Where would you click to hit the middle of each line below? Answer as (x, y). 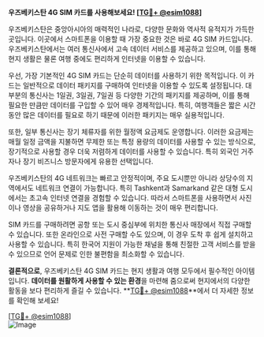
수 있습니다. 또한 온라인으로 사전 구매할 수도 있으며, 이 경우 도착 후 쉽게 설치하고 (131, 234)
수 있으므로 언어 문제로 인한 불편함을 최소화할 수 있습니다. (97, 254)
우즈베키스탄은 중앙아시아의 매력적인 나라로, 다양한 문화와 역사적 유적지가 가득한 (131, 29)
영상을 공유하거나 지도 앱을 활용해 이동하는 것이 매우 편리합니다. (120, 208)
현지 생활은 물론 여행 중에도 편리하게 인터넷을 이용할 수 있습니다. (107, 59)
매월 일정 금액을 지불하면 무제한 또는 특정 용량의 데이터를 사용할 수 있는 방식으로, (132, 142)
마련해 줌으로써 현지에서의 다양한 (200, 281)
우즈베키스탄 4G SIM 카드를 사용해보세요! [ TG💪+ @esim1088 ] (105, 12)
